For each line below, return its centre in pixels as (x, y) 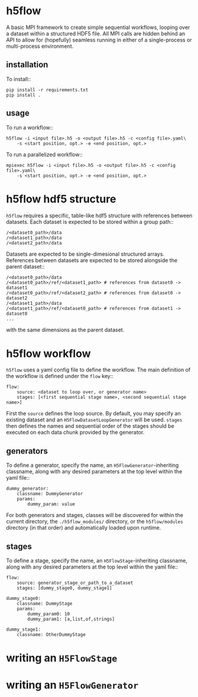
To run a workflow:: (30, 127)
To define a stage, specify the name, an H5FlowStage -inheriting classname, (97, 561)
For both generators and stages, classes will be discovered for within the (95, 515)
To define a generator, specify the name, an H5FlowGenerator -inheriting (92, 465)
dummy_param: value (51, 504)
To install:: (19, 79)
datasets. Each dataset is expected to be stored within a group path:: (90, 222)
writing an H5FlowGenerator (72, 685)
